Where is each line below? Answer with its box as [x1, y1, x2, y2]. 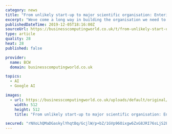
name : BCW [10, 60, 31, 65]
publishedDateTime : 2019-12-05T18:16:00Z [5, 22, 95, 27]
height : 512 [14, 107, 40, 112]
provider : [5, 55, 27, 60]
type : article [5, 31, 36, 36]
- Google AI [10, 83, 36, 89]
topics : [5, 74, 22, 79]
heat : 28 [5, 41, 24, 46]
